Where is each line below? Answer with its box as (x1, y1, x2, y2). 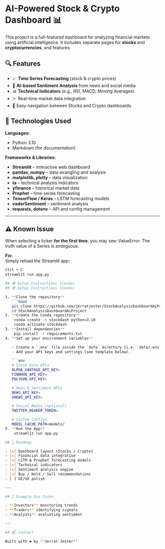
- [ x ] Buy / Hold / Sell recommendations (5, 471, 91, 476)
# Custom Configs (11, 417, 48, 422)
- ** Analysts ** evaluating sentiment (5, 512, 82, 517)
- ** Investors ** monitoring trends (5, 503, 78, 508)
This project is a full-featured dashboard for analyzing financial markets (5, 34, 150, 40)
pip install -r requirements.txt (14, 331, 82, 336)
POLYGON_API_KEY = (11, 376, 48, 382)
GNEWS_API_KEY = (11, 394, 43, 400)
